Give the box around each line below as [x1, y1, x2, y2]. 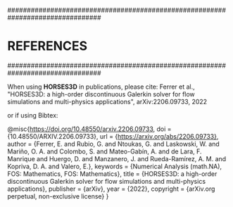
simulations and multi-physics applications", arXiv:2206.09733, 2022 [7, 97, 208, 106]
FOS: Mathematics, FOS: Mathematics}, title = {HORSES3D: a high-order [7, 169, 218, 178]
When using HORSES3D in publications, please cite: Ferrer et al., [7, 82, 195, 91]
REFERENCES [7, 38, 88, 54]
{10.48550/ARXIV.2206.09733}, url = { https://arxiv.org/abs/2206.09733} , [7, 132, 219, 140]
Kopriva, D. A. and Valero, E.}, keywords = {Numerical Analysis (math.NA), [7, 162, 222, 170]
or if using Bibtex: [7, 111, 58, 119]
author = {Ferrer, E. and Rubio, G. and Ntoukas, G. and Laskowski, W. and [7, 139, 220, 148]
